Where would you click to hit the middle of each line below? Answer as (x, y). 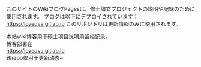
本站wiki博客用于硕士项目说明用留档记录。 (58, 36)
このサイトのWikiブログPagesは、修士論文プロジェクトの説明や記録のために (101, 9)
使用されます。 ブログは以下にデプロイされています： (73, 16)
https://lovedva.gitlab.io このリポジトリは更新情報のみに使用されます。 (94, 24)
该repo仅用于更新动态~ (35, 58)
